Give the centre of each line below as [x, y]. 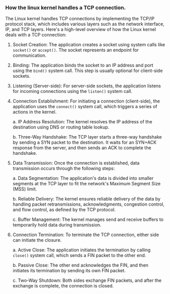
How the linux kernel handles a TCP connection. [65, 8]
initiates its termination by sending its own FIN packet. [69, 271]
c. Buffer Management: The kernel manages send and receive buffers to [88, 219]
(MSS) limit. [25, 189]
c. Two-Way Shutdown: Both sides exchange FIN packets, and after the [87, 280]
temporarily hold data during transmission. [57, 225]
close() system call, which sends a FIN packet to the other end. [79, 255]
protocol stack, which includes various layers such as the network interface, [85, 24]
